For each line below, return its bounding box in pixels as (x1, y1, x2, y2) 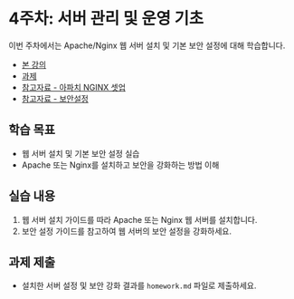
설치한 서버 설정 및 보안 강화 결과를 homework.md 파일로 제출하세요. (21, 280, 257, 291)
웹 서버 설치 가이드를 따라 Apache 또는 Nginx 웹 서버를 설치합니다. (21, 214, 258, 225)
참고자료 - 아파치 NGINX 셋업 (21, 82, 126, 92)
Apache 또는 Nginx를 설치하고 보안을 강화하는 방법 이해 (21, 159, 220, 170)
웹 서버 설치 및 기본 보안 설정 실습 (21, 148, 140, 159)
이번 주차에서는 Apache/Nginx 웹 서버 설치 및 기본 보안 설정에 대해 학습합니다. (8, 40, 286, 51)
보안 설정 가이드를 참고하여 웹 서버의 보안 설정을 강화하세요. (21, 226, 232, 236)
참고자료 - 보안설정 (21, 92, 90, 104)
